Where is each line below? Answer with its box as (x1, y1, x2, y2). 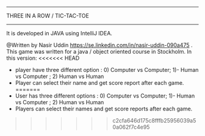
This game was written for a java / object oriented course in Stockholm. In (6, 48, 192, 55)
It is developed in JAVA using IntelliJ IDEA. (6, 30, 113, 37)
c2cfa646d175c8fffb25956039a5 (112, 117, 196, 124)
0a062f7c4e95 (112, 123, 150, 131)
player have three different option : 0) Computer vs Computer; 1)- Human (15, 66, 199, 73)
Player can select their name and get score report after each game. (15, 79, 184, 86)
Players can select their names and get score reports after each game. (15, 105, 193, 112)
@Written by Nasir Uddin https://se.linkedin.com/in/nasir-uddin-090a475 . (6, 41, 193, 49)
